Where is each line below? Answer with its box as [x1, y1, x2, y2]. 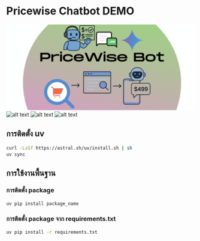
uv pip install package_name [6, 200, 79, 207]
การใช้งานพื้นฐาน [6, 168, 56, 178]
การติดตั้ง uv [6, 128, 45, 139]
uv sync [6, 151, 26, 157]
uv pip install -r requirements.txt [6, 229, 98, 235]
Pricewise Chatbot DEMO [6, 4, 135, 18]
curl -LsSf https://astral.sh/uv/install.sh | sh [6, 145, 133, 151]
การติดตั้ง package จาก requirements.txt [6, 215, 116, 223]
